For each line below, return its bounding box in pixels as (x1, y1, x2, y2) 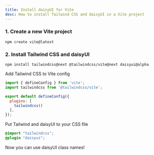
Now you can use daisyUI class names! (5, 144, 85, 150)
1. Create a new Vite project (5, 28, 73, 35)
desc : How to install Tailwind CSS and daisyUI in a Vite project (5, 12, 145, 17)
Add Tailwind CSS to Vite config (5, 71, 70, 77)
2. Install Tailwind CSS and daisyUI (5, 51, 90, 57)
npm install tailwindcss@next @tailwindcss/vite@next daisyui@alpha (5, 62, 149, 67)
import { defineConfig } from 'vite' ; (5, 80, 85, 86)
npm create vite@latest (5, 39, 54, 45)
